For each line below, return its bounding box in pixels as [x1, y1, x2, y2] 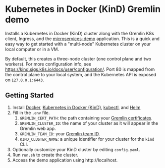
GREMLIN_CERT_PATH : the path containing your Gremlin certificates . [19, 115, 153, 121]
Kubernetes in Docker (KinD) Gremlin [5, 3, 161, 15]
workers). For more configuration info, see [5, 61, 92, 67]
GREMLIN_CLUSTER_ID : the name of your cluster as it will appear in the [19, 120, 159, 126]
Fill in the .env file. [12, 110, 50, 115]
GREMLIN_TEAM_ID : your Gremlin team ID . [19, 130, 100, 137]
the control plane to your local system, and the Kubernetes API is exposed [5, 71, 157, 77]
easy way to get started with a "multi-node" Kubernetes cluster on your [5, 41, 151, 47]
